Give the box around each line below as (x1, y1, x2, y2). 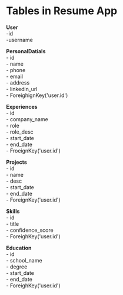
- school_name (6, 257, 42, 264)
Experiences (6, 103, 38, 110)
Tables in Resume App (6, 4, 118, 18)
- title (6, 220, 19, 227)
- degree (6, 263, 28, 270)
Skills (6, 208, 20, 215)
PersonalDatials (6, 47, 46, 54)
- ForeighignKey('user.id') (6, 92, 68, 99)
